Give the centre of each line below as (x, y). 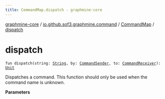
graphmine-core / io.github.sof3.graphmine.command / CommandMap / (80, 24)
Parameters (18, 92)
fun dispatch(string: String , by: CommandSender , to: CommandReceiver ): (83, 63)
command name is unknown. (35, 82)
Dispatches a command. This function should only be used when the (76, 77)
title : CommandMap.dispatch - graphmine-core (54, 10)
